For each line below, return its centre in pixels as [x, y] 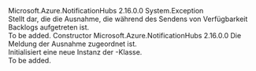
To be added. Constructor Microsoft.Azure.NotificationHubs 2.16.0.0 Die [125, 35]
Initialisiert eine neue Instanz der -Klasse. [75, 52]
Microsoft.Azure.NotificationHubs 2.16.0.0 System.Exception [106, 11]
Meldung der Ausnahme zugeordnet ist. [72, 44]
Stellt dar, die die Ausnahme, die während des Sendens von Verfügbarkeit [128, 19]
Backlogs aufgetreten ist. [49, 27]
